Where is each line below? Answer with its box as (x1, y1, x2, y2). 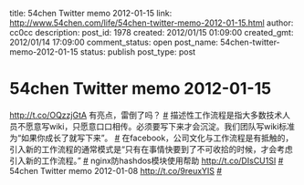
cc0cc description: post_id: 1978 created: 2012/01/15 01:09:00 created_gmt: (9, 27, 294, 37)
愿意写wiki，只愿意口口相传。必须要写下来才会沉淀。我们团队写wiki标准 (25, 120, 295, 131)
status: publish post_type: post (79, 46, 196, 57)
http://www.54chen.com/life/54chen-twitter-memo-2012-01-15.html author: (9, 17, 294, 28)
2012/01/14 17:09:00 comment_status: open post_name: (9, 36, 219, 47)
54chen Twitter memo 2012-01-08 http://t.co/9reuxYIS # (9, 165, 222, 176)
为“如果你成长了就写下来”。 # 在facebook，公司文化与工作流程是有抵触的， (9, 132, 294, 143)
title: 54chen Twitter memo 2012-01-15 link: (9, 8, 173, 18)
